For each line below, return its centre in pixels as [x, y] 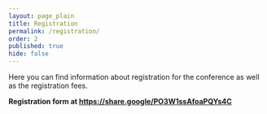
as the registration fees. [48, 85]
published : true [36, 46]
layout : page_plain [42, 16]
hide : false [28, 54]
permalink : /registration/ [54, 31]
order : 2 [23, 39]
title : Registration [44, 24]
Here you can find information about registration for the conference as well [134, 77]
